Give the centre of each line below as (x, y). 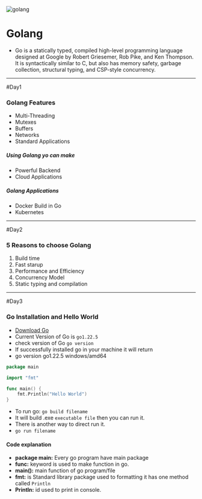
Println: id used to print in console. (58, 490)
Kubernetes (29, 212)
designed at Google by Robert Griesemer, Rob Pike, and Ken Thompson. (104, 57)
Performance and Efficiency (50, 271)
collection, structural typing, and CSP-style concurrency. (85, 69)
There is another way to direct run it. (60, 424)
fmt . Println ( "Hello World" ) (52, 394)
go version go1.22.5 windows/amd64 (61, 355)
